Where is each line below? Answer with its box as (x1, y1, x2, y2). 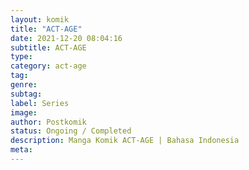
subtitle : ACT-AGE (10, 42, 87, 53)
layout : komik (10, 14, 70, 25)
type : (10, 52, 33, 62)
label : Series (10, 98, 70, 108)
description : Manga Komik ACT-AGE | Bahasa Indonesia (10, 136, 240, 146)
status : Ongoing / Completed (10, 126, 132, 136)
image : (10, 107, 38, 118)
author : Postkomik (10, 117, 87, 127)
